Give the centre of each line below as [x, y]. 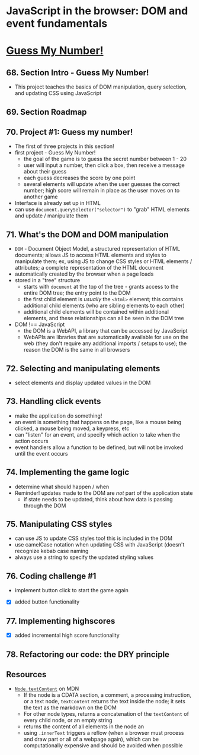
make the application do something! [58, 416]
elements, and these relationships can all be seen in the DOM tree [104, 318]
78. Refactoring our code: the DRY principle [88, 654]
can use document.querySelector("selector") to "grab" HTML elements [102, 210]
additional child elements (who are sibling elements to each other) [104, 306]
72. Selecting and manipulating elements [83, 369]
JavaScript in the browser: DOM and [97, 11]
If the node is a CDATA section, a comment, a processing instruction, [107, 695]
